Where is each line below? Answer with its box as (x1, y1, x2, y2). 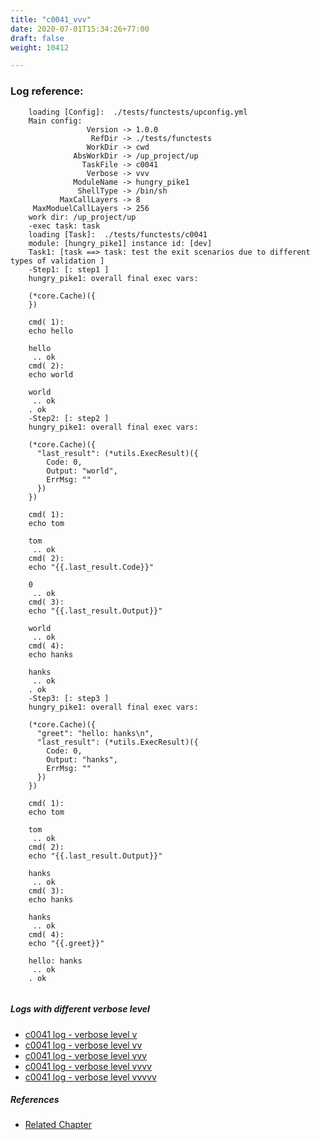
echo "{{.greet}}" (28, 938, 105, 948)
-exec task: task (28, 221, 101, 231)
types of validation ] (10, 256, 105, 266)
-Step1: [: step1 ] (28, 264, 110, 275)
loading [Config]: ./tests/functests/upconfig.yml (28, 107, 248, 117)
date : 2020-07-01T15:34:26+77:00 (10, 24, 150, 34)
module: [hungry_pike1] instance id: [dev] (28, 238, 213, 248)
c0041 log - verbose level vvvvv (24, 1071, 157, 1083)
